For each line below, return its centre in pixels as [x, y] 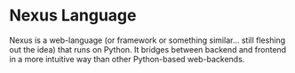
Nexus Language [73, 16]
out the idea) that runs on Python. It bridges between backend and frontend [148, 49]
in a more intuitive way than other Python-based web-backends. [127, 59]
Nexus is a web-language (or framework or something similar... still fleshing [147, 40]
